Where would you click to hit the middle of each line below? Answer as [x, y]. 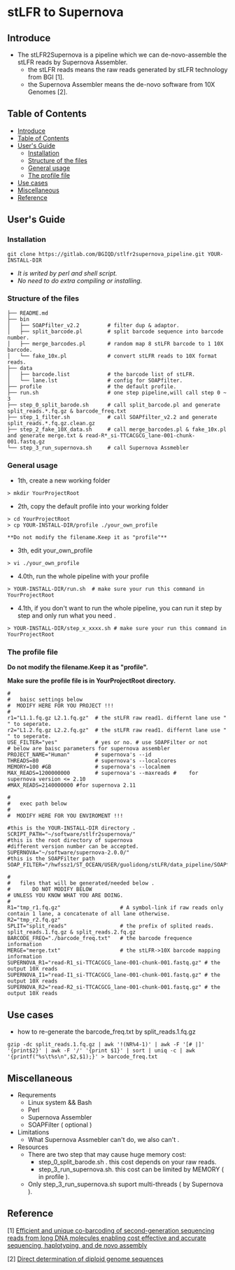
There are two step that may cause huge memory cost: [107, 1155]
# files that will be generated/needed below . [81, 883]
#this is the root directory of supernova [70, 841]
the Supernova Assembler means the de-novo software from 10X [121, 84]
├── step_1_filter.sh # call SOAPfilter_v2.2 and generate [112, 417]
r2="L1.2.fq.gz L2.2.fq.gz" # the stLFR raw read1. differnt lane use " [117, 730]
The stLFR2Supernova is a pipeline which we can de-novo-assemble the [122, 55]
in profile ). [54, 1177]
